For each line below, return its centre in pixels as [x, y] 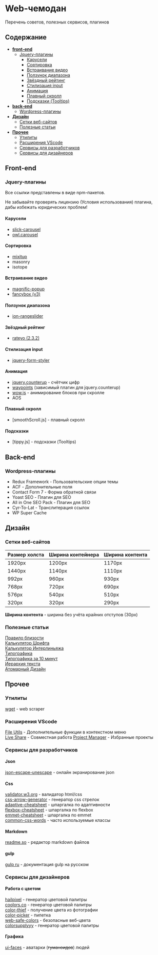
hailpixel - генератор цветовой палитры [46, 899]
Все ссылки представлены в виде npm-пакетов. [55, 193]
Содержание [26, 37]
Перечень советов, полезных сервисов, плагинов [57, 22]
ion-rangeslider [28, 316]
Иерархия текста [23, 664]
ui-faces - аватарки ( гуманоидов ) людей [47, 947]
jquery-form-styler [31, 360]
